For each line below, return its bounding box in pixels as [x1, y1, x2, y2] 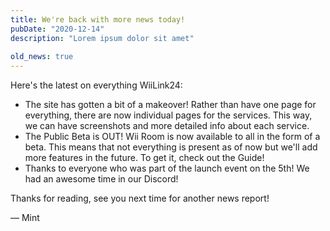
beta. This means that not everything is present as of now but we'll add [24, 141, 318, 153]
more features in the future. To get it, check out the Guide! [24, 152, 265, 164]
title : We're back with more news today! [10, 14, 186, 25]
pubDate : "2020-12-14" [10, 24, 105, 34]
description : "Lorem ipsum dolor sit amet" [10, 33, 195, 43]
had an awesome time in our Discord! [24, 173, 179, 185]
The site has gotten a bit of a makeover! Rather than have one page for [24, 99, 317, 111]
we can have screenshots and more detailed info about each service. [24, 120, 310, 132]
